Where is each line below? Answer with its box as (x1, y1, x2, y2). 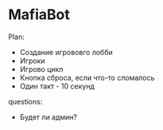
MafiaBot (8, 6, 70, 24)
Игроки (19, 56, 45, 65)
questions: (8, 97, 43, 106)
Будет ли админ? (19, 112, 78, 121)
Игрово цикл (19, 64, 64, 73)
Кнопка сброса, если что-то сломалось (19, 73, 155, 82)
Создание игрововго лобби (19, 47, 113, 57)
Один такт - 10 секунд (19, 81, 95, 91)
